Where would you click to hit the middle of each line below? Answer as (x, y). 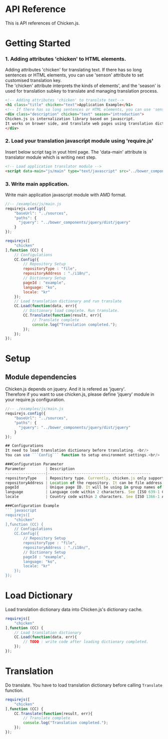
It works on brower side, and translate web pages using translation (79, 124)
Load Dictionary (39, 596)
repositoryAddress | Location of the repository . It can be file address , (85, 483)
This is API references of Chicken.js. (42, 23)
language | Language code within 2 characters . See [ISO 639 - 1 (82, 492)
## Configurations (24, 446)
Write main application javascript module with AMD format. (66, 195)
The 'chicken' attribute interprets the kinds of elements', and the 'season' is (83, 86)
